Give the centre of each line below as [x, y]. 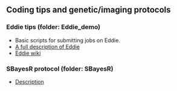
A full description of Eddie [47, 46]
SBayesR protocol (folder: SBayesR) [60, 69]
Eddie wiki [28, 53]
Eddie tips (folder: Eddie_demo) [53, 27]
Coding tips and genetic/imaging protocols [88, 10]
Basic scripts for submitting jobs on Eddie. [68, 40]
